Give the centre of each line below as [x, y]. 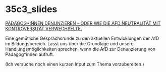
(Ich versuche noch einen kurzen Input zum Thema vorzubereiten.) [75, 64]
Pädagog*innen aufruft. [30, 54]
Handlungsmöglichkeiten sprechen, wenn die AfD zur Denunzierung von [80, 49]
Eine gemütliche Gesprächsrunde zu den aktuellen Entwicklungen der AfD [82, 38]
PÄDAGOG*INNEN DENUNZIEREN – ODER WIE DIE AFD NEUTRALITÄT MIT [83, 23]
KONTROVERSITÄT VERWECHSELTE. [44, 28]
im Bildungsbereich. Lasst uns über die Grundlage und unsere [69, 43]
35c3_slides [31, 9]
